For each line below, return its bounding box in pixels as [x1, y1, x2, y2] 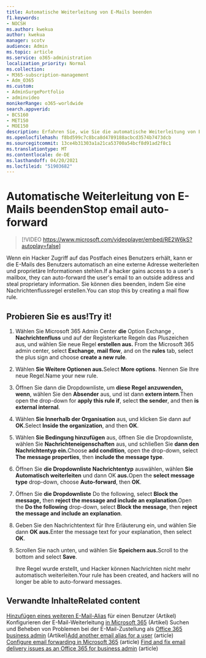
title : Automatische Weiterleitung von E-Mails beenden [6, 9, 152, 15]
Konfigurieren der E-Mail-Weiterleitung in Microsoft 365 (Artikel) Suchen [6, 618, 189, 626]
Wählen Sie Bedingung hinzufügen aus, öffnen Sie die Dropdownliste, [15, 434, 194, 441]
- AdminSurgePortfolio [6, 89, 64, 95]
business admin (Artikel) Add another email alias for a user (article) [6, 632, 174, 639]
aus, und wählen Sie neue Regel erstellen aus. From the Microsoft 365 [15, 341, 194, 347]
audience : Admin [6, 44, 48, 50]
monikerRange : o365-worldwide [6, 100, 84, 106]
